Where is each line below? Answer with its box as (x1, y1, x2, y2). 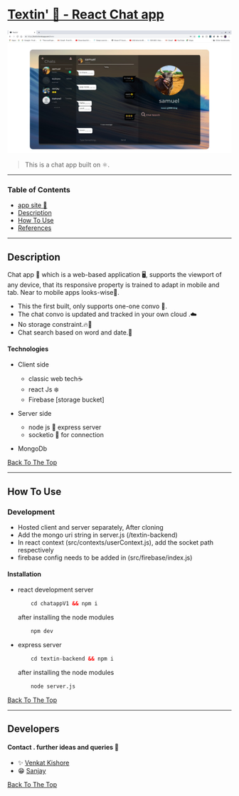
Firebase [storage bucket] (28, 395, 105, 404)
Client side (17, 360, 50, 369)
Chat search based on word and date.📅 (17, 328, 133, 337)
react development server (17, 585, 94, 594)
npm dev (31, 628, 53, 635)
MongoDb (17, 444, 48, 453)
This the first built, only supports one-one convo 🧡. (17, 302, 167, 310)
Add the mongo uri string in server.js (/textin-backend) (17, 530, 178, 540)
